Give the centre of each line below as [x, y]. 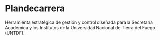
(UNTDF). [15, 33]
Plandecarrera [35, 9]
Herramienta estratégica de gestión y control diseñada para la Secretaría [79, 22]
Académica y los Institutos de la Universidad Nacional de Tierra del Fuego [80, 27]
